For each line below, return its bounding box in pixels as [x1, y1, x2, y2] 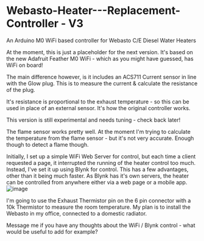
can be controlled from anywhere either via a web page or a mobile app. [6, 178, 188, 186]
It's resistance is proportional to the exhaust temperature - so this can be [6, 98, 190, 105]
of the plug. [6, 86, 35, 93]
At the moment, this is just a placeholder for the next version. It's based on [6, 48, 194, 55]
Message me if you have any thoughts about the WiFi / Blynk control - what [6, 222, 196, 229]
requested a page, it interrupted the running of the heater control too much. [6, 159, 196, 166]
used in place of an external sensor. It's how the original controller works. [6, 104, 191, 111]
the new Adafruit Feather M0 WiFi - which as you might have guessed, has [6, 55, 194, 62]
